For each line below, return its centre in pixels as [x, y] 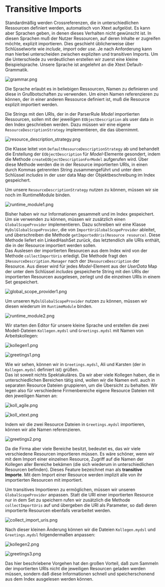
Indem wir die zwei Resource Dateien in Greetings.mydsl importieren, [75, 424]
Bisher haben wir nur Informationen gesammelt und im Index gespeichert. [80, 214]
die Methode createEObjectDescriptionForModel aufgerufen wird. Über [77, 159]
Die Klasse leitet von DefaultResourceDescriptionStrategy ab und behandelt [82, 149]
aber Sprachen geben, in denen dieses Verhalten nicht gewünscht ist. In [78, 33]
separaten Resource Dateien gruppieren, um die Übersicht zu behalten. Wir [82, 385]
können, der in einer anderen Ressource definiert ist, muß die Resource [78, 99]
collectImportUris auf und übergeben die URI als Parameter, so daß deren [81, 505]
